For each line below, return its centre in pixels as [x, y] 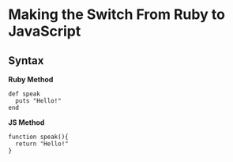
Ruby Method [31, 79]
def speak [24, 94]
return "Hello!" [42, 144]
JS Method [26, 122]
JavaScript [45, 31]
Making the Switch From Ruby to [116, 15]
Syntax [26, 60]
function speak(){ [38, 137]
